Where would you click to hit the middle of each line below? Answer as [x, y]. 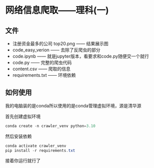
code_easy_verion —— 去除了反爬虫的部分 [56, 50]
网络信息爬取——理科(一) [57, 10]
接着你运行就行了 [23, 161]
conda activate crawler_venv [36, 146]
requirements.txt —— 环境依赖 [44, 75]
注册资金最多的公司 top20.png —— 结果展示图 [60, 44]
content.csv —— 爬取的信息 [42, 69]
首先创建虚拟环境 [23, 116]
